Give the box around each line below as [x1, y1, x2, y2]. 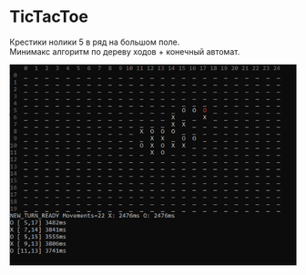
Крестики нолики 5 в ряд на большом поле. [9, 36, 180, 47]
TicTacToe [9, 6, 89, 27]
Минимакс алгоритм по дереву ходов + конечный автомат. [9, 46, 240, 56]
